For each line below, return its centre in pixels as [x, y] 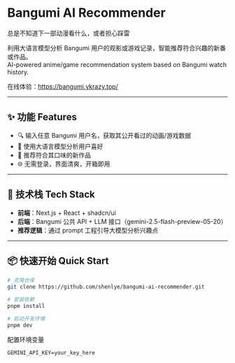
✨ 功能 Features [42, 117]
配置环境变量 [26, 339]
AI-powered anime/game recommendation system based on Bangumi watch [117, 64]
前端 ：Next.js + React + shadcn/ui [67, 213]
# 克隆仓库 [21, 280]
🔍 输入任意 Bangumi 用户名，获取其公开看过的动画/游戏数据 [104, 135]
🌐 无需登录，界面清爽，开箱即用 [64, 164]
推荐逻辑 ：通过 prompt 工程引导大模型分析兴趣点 [88, 230]
